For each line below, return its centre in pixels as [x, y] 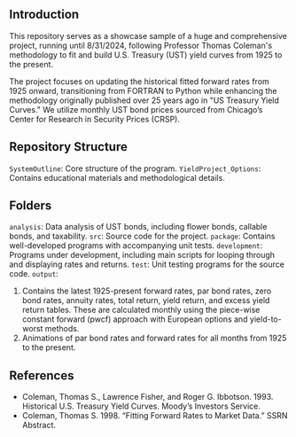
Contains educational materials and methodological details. [117, 177]
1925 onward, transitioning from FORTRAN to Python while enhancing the [143, 90]
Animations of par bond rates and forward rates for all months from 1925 [154, 338]
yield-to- [265, 319]
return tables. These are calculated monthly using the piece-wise [141, 310]
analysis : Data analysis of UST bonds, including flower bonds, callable [138, 227]
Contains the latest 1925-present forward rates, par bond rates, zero [147, 291]
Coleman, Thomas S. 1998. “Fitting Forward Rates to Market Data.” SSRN [155, 416]
